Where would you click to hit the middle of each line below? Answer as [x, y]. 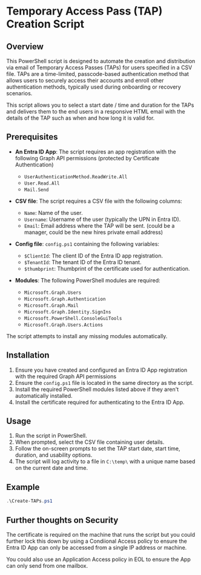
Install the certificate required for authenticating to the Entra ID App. [100, 402]
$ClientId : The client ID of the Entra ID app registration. [94, 256]
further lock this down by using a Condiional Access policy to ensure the [97, 541]
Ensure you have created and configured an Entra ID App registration [101, 370]
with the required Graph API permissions [66, 376]
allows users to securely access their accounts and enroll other [85, 80]
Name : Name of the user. [53, 213]
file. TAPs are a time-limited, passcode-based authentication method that [98, 74]
